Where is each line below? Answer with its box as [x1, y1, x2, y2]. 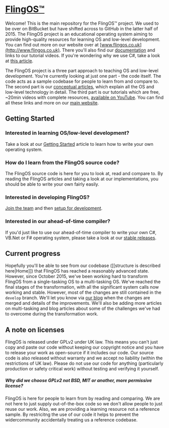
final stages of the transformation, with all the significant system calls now [5, 284, 159, 290]
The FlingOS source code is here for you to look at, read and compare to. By [5, 170, 163, 176]
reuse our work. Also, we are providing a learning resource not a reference [5, 406, 160, 412]
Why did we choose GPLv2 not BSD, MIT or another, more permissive [5, 377, 152, 383]
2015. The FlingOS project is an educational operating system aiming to [5, 31, 153, 37]
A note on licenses [5, 326, 64, 334]
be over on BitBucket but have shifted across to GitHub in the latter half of [5, 25, 158, 31]
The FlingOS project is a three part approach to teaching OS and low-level [5, 67, 158, 74]
